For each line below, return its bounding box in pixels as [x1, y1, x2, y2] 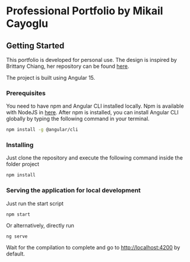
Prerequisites [6, 89, 46, 97]
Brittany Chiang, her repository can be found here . [6, 63, 129, 70]
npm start [6, 211, 31, 217]
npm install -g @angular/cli [6, 127, 78, 133]
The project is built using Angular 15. [6, 74, 96, 81]
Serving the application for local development [6, 186, 141, 195]
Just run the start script [6, 199, 64, 207]
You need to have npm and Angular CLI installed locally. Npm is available [6, 102, 184, 110]
